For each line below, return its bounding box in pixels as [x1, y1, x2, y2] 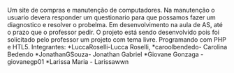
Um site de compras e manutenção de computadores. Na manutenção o [7, 6, 215, 14]
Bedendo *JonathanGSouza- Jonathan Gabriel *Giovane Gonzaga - [7, 50, 204, 58]
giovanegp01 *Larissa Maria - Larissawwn [7, 58, 129, 65]
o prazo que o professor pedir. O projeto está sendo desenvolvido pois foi [7, 28, 220, 36]
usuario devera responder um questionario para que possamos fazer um [7, 13, 216, 22]
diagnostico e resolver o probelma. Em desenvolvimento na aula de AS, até [7, 21, 224, 29]
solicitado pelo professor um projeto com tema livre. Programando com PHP [7, 35, 227, 44]
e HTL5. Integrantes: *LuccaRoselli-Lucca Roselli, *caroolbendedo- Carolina [7, 43, 228, 51]
